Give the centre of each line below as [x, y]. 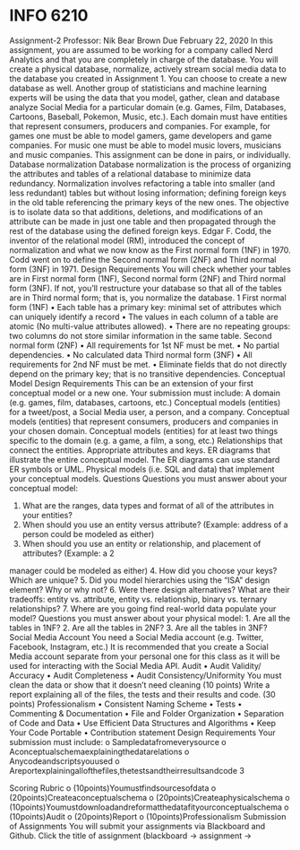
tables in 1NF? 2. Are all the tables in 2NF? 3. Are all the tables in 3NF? [138, 628]
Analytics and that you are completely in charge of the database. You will [144, 59]
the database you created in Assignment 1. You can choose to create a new [148, 78]
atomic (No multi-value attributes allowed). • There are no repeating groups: [150, 326]
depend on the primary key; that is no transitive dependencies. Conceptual [147, 374]
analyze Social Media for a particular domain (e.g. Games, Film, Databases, [148, 107]
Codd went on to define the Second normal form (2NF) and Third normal [143, 259]
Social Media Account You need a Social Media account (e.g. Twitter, [137, 637]
